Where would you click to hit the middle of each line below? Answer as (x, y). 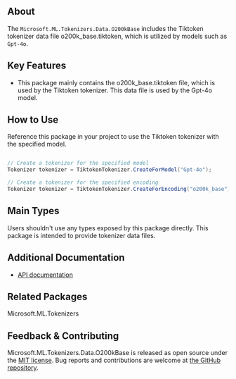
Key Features (37, 66)
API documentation (45, 275)
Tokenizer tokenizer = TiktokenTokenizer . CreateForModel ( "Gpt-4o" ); (110, 170)
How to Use (33, 120)
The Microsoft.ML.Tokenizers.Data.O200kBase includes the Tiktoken (105, 28)
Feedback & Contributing (63, 336)
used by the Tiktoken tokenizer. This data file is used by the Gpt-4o (115, 90)
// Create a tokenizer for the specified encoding (83, 182)
